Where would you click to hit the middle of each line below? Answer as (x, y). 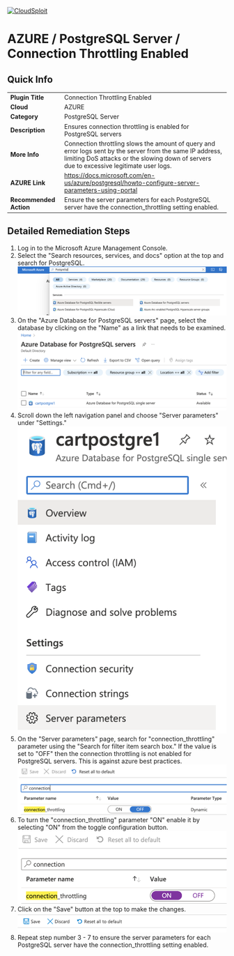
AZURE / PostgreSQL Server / (94, 39)
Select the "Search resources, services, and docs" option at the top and (120, 255)
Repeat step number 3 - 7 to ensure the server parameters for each (114, 937)
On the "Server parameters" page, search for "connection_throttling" (116, 739)
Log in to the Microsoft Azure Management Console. (93, 248)
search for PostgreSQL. (51, 263)
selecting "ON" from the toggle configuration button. (93, 827)
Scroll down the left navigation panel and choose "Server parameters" (118, 415)
